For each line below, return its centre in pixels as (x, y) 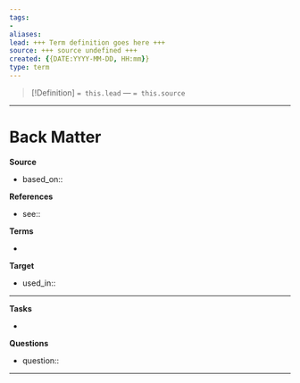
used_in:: (39, 283)
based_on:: (42, 179)
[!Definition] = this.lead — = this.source (108, 92)
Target (22, 265)
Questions (29, 343)
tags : (19, 17)
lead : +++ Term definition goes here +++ (87, 42)
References (31, 196)
